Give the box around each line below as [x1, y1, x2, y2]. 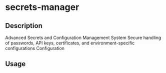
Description [5, 21, 42, 30]
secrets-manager [5, 1, 79, 13]
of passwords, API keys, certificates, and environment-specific [5, 40, 135, 46]
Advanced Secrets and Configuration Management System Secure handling [5, 34, 161, 40]
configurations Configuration [5, 45, 65, 51]
